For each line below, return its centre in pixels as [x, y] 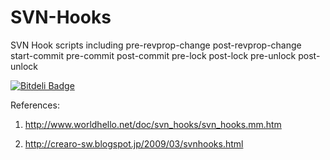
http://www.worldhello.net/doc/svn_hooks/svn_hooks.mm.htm [153, 124]
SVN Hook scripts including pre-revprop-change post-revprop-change [156, 45]
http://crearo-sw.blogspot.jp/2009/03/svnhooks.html [134, 143]
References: [35, 105]
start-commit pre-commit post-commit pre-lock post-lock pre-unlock [153, 55]
